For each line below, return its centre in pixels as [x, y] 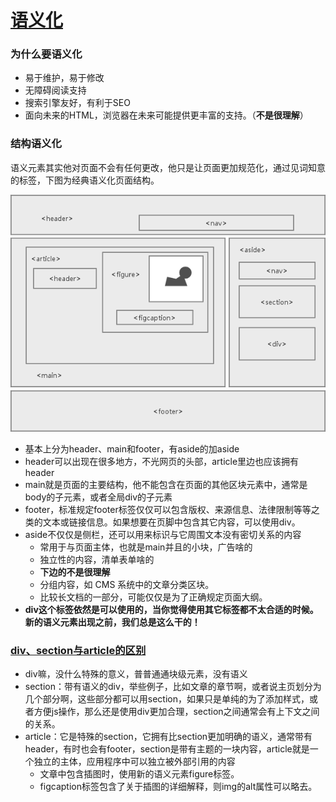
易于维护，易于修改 [64, 78]
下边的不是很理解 [75, 572]
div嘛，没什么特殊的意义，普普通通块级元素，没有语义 [136, 674]
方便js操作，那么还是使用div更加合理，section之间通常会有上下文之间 [176, 712]
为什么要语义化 [46, 54]
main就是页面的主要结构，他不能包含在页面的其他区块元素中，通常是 [166, 485]
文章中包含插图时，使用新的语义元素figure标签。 [139, 774]
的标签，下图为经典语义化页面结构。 [85, 180]
